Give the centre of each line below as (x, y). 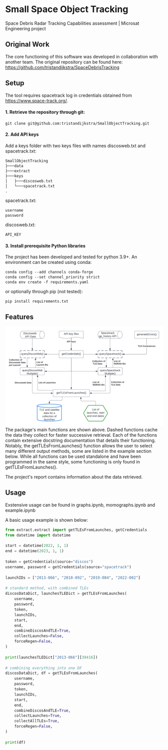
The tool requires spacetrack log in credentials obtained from (69, 95)
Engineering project (26, 28)
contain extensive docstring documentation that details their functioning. (80, 440)
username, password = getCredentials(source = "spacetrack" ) (68, 567)
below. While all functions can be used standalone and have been (73, 456)
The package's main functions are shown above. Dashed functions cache (81, 430)
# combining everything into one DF (44, 668)
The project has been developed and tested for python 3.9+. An (71, 257)
